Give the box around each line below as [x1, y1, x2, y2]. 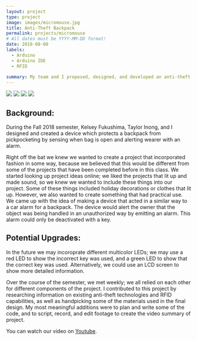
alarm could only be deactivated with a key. [6, 216, 112, 223]
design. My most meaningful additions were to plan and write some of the [6, 304, 185, 311]
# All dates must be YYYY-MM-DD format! [6, 36, 107, 42]
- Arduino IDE [11, 58, 46, 63]
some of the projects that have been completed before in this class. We [6, 166, 179, 173]
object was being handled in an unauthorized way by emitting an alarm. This [6, 210, 191, 217]
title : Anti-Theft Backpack [6, 25, 75, 31]
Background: [6, 108, 55, 118]
